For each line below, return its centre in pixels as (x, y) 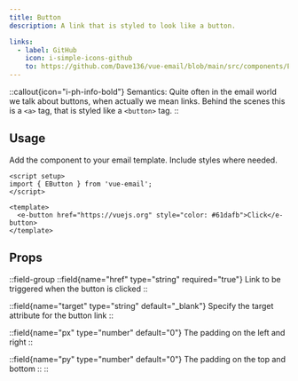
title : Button (35, 17)
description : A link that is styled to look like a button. (123, 26)
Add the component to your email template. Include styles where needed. (143, 160)
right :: (21, 342)
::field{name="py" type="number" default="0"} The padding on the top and (148, 359)
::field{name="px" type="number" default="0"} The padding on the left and (147, 332)
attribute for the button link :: (61, 315)
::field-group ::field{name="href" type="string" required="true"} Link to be (145, 279)
